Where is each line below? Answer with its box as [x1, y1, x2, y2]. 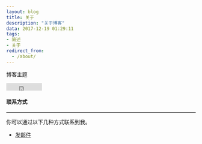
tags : [6, 31, 20, 37]
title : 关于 [6, 14, 34, 20]
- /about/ [11, 53, 36, 59]
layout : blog [6, 8, 39, 15]
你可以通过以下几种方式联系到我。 [6, 118, 91, 125]
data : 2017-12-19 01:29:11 [6, 25, 74, 32]
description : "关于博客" [6, 20, 65, 26]
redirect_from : [6, 48, 44, 54]
